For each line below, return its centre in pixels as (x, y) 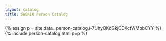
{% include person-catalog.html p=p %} (46, 33)
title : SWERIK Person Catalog (37, 14)
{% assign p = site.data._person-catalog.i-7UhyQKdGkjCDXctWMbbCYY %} (83, 28)
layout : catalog (22, 10)
